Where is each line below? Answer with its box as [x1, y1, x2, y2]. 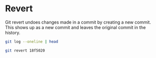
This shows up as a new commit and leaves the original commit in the [5, 24, 146, 30]
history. [5, 29, 21, 35]
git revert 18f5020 [5, 48, 45, 53]
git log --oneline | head [5, 39, 58, 44]
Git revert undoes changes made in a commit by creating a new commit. [5, 19, 151, 25]
